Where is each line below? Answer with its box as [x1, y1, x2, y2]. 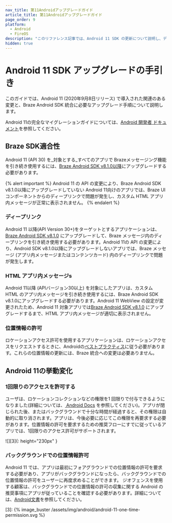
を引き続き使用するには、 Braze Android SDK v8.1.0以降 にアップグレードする [5, 163, 167, 169]
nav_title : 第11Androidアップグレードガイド [5, 7, 93, 13]
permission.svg [5, 512, 38, 518]
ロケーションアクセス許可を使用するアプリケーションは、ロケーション [5, 337, 153, 344]
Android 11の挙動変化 [5, 366, 73, 375]
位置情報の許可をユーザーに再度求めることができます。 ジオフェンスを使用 [5, 477, 163, 484]
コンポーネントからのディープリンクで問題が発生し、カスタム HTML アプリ [5, 193, 164, 199]
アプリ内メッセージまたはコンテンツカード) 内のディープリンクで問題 [17, 252, 163, 258]
